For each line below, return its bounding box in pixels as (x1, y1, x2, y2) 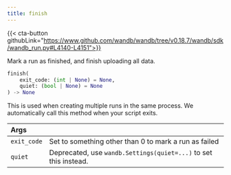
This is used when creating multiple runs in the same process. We (7, 102, 194, 110)
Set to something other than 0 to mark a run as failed (49, 137, 219, 146)
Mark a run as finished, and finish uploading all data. (7, 56, 156, 65)
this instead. (49, 156, 89, 166)
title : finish (7, 10, 48, 17)
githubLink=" (7, 36, 44, 45)
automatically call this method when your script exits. (7, 109, 158, 117)
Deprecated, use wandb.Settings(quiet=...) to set (49, 148, 212, 158)
